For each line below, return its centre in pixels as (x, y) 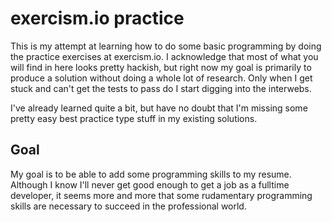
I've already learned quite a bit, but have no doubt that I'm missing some (159, 108)
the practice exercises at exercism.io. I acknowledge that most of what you (164, 56)
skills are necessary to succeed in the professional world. (128, 206)
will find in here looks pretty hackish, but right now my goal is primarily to (161, 67)
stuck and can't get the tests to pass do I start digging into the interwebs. (161, 88)
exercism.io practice (97, 18)
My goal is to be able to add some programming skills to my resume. (151, 174)
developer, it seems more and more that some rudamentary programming (161, 195)
